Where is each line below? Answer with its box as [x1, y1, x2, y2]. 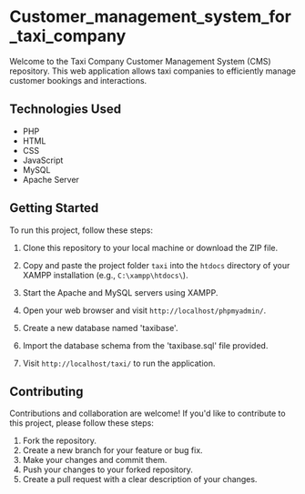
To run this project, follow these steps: [9, 225, 153, 236]
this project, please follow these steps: [9, 418, 155, 428]
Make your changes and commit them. [22, 455, 168, 466]
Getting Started [9, 200, 99, 216]
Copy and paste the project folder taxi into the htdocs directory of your [22, 259, 290, 270]
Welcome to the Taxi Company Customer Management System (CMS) [9, 55, 271, 66]
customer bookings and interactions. [9, 75, 147, 86]
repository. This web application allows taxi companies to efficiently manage [9, 66, 297, 76]
